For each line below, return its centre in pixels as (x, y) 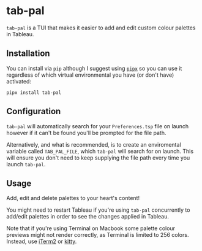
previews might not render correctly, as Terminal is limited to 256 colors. (98, 235)
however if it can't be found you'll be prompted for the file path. (86, 133)
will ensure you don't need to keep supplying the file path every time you (98, 158)
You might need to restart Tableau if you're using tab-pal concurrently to (98, 210)
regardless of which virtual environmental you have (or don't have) (90, 75)
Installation (28, 54)
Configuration (34, 111)
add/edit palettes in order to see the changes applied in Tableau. (88, 217)
